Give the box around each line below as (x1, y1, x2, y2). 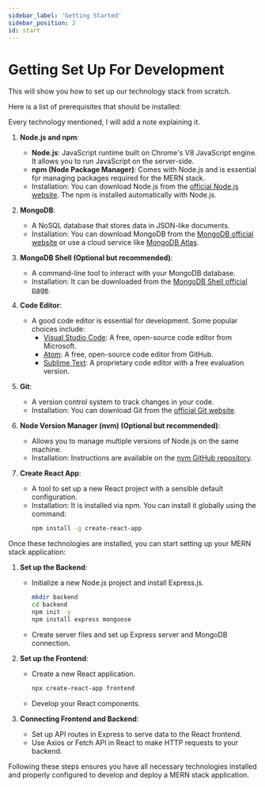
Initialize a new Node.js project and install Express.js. (31, 578, 204, 587)
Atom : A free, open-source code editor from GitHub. (43, 350, 214, 359)
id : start (8, 26, 41, 34)
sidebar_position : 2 (8, 19, 77, 27)
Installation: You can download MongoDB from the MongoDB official (31, 229, 254, 239)
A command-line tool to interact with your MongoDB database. (31, 269, 236, 278)
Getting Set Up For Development (8, 60, 225, 78)
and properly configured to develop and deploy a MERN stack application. (8, 770, 249, 779)
